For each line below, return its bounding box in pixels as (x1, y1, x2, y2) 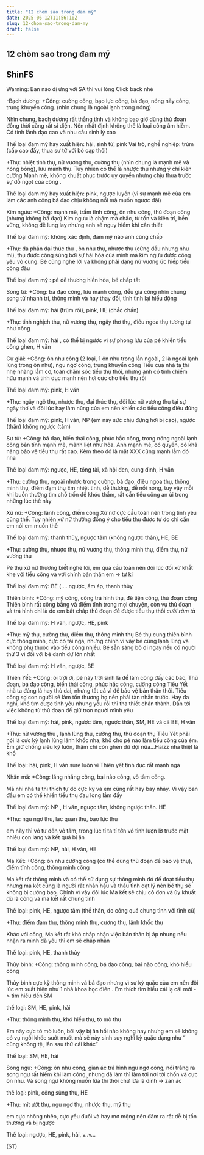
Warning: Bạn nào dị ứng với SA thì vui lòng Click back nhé (6, 86, 153, 93)
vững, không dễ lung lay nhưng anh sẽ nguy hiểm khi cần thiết (6, 221, 163, 229)
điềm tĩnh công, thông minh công (6, 864, 90, 871)
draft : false (6, 26, 40, 32)
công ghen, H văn (6, 343, 51, 351)
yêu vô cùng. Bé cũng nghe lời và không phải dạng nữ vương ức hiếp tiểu (6, 258, 190, 266)
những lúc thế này (6, 497, 52, 505)
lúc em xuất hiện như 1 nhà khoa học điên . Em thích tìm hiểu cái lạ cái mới (6, 986, 193, 993)
